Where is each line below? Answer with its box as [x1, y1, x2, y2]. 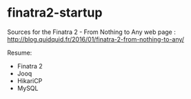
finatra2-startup [7, 5, 103, 21]
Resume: [7, 48, 32, 57]
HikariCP [17, 76, 43, 84]
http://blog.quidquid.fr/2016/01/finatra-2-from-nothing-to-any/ [7, 35, 185, 43]
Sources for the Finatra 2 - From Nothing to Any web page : [7, 28, 176, 36]
